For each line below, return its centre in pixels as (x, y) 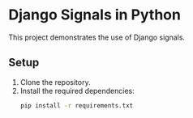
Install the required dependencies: (77, 91)
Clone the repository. (55, 82)
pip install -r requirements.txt (77, 105)
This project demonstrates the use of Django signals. (96, 37)
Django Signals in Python (94, 15)
